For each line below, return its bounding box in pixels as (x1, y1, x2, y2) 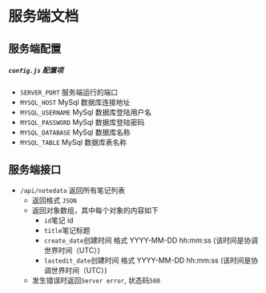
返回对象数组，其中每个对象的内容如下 (31, 206, 159, 215)
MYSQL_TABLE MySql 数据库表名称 (19, 137, 127, 146)
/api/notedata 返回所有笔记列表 (19, 186, 126, 195)
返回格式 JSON (31, 195, 78, 205)
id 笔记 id (43, 215, 74, 225)
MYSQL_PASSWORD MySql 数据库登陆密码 (19, 117, 145, 126)
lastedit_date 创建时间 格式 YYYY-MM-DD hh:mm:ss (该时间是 (43, 255, 252, 265)
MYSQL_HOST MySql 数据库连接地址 (19, 97, 131, 106)
